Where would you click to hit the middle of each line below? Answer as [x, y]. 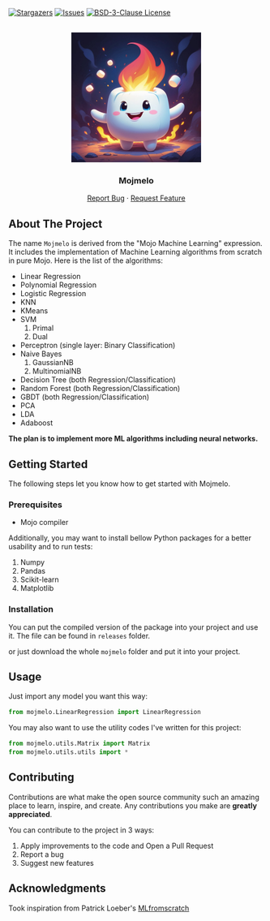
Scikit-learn [39, 579]
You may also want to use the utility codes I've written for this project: [125, 728]
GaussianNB [53, 363]
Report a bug [42, 854]
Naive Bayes [41, 354]
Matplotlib [37, 588]
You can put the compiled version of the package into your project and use [133, 627]
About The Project [56, 224]
